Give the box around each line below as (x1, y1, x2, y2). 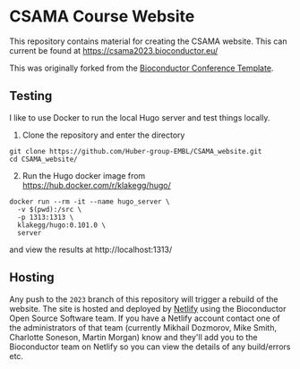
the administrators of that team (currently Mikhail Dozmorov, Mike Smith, (9, 322, 278, 332)
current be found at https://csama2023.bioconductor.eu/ (9, 45, 219, 55)
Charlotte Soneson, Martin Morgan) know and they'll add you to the (9, 331, 258, 342)
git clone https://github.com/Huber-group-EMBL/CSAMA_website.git (9, 147, 262, 155)
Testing (9, 88, 53, 104)
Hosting (9, 270, 56, 285)
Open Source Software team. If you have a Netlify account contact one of (9, 313, 280, 323)
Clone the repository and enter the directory (21, 130, 185, 140)
